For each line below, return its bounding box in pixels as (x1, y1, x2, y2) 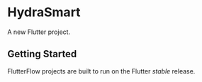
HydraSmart (7, 4, 81, 20)
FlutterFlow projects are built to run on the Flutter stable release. (7, 66, 196, 75)
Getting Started (7, 48, 77, 60)
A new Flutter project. (7, 28, 71, 36)
